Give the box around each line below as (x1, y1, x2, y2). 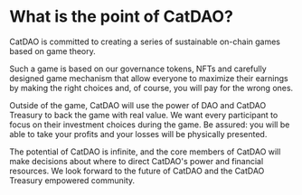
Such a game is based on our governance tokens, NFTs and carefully (9, 63, 267, 74)
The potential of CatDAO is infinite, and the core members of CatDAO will (9, 146, 281, 157)
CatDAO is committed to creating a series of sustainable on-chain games (9, 36, 280, 47)
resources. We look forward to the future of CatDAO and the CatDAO (9, 165, 265, 176)
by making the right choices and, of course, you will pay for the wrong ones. (9, 82, 294, 93)
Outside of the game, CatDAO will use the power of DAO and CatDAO (9, 99, 267, 110)
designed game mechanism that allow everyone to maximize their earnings (9, 72, 288, 83)
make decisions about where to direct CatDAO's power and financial (9, 155, 264, 166)
